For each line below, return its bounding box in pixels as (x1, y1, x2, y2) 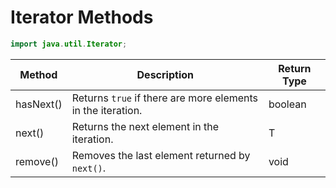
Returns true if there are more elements (71, 91, 259, 105)
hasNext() (15, 97, 63, 111)
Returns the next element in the (71, 119, 220, 133)
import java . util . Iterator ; (10, 39, 128, 49)
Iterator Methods (10, 6, 154, 29)
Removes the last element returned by (71, 148, 251, 162)
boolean (268, 97, 307, 111)
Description (136, 67, 194, 81)
